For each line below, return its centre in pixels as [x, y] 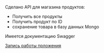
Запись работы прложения [33, 45]
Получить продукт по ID [37, 22]
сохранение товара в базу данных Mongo [55, 27]
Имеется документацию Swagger [40, 36]
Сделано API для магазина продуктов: [45, 7]
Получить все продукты [37, 16]
